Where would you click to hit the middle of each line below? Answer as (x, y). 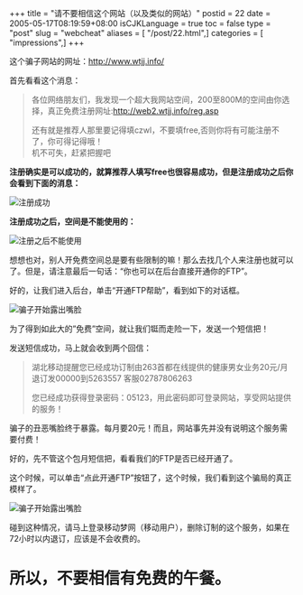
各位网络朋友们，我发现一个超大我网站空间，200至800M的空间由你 (156, 99)
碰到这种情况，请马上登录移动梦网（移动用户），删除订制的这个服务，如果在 (150, 527)
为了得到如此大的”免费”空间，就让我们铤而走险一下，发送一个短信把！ (139, 329)
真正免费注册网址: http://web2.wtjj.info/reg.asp (133, 111)
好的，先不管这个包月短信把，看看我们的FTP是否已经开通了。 (124, 458)
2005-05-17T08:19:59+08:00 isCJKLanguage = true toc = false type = (140, 23)
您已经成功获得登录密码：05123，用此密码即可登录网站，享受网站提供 (161, 397)
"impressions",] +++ (47, 42)
